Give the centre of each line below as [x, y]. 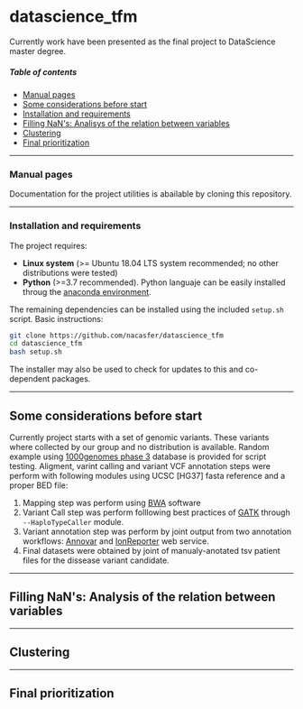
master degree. [38, 51]
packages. [71, 379]
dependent [30, 379]
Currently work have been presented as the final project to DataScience [142, 41]
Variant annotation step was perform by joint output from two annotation [156, 531]
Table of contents [43, 72]
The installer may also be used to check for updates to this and [126, 369]
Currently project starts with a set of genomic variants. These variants [139, 437]
